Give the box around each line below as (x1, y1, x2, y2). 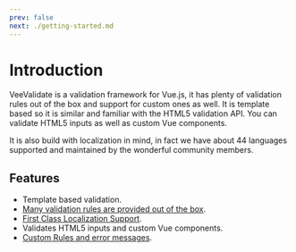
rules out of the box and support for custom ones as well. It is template (9, 99, 270, 110)
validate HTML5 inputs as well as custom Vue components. (9, 118, 228, 129)
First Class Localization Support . (21, 214, 142, 224)
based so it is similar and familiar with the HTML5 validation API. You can (9, 108, 277, 119)
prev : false (9, 13, 54, 22)
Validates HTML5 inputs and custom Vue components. (21, 223, 224, 233)
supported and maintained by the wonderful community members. (9, 145, 254, 155)
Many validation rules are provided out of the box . (21, 204, 207, 214)
